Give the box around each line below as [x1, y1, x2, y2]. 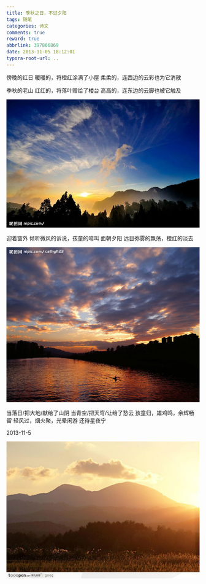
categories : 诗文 [6, 23, 49, 29]
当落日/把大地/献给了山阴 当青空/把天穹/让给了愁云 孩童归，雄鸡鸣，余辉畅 [6, 409, 195, 417]
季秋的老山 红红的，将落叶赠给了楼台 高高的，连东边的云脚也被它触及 [6, 87, 181, 94]
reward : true [6, 36, 40, 42]
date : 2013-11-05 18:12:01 [6, 49, 75, 55]
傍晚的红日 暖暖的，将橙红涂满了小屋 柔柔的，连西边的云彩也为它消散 [6, 74, 181, 81]
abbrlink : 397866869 [6, 42, 59, 49]
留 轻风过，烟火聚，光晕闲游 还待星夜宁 [6, 417, 106, 424]
